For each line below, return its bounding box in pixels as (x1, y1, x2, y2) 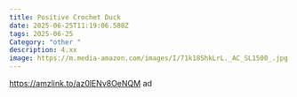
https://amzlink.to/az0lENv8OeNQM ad (9, 78, 153, 88)
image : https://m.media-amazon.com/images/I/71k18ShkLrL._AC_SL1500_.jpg (9, 54, 289, 63)
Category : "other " (9, 37, 82, 47)
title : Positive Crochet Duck (9, 12, 122, 22)
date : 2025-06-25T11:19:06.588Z (9, 21, 129, 30)
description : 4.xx (9, 46, 77, 55)
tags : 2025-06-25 (9, 29, 74, 38)
